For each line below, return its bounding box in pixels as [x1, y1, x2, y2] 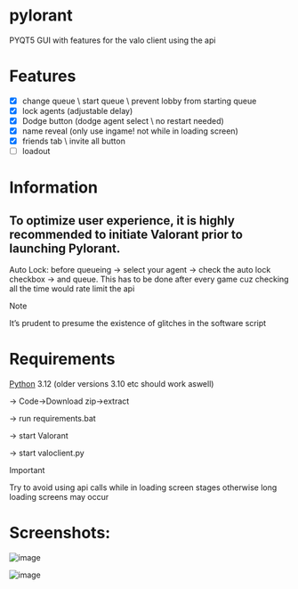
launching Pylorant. [9, 241, 121, 256]
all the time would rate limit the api [9, 283, 135, 294]
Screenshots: [9, 523, 111, 544]
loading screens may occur [9, 492, 109, 503]
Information [9, 177, 98, 198]
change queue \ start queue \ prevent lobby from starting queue [21, 95, 257, 106]
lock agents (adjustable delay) [21, 105, 133, 116]
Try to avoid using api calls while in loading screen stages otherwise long [9, 482, 278, 493]
